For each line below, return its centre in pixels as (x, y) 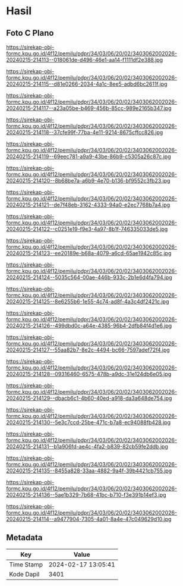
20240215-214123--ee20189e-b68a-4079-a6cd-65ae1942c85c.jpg (89, 253)
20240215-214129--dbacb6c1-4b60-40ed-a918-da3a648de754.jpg (89, 398)
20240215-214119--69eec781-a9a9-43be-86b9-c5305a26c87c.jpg (89, 156)
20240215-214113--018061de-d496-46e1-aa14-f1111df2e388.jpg (85, 60)
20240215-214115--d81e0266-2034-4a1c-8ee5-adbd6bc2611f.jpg (87, 84)
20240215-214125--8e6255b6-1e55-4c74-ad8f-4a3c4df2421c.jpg (88, 301)
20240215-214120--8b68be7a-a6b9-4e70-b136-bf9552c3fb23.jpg (88, 181)
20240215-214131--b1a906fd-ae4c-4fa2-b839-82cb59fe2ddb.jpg (87, 446)
